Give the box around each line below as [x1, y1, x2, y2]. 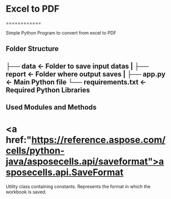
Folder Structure [6, 44, 59, 53]
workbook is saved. [6, 189, 47, 195]
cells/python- [6, 145, 65, 157]
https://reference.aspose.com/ [31, 134, 166, 146]
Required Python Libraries [6, 86, 90, 94]
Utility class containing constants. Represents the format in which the [6, 184, 151, 190]
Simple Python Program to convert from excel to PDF [6, 30, 117, 36]
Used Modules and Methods [6, 103, 97, 112]
